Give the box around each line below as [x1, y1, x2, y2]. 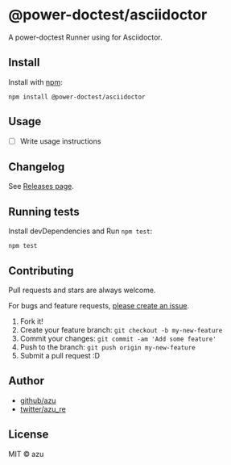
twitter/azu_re [19, 404, 66, 413]
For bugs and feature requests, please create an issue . [8, 301, 190, 311]
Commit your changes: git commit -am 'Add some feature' [19, 333, 217, 344]
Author [8, 374, 44, 388]
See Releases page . [8, 182, 75, 191]
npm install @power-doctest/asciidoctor [8, 93, 146, 101]
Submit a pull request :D [19, 351, 101, 361]
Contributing [8, 264, 74, 278]
